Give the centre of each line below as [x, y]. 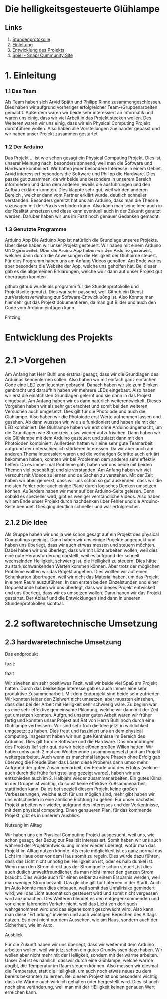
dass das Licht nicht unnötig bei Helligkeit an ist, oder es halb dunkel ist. [79, 861]
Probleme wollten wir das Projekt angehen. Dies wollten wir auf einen [76, 572]
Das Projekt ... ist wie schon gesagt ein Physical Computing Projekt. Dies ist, [83, 158]
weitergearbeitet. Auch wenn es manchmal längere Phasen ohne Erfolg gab [83, 757]
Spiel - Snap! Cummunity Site [43, 55]
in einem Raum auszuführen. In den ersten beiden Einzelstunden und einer [82, 582]
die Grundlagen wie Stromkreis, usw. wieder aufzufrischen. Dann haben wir [83, 433]
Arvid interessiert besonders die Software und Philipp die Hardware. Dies [80, 174]
